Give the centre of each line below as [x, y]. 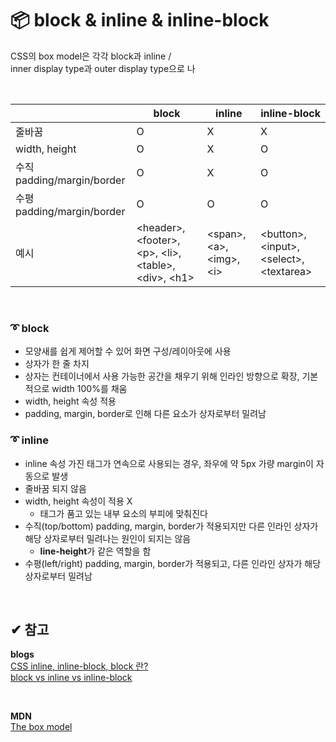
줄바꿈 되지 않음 [55, 488]
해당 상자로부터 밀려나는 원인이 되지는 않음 [108, 538]
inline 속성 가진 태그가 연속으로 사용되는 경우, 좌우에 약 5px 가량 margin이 [169, 463]
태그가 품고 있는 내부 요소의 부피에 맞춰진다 [123, 513]
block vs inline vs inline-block [71, 678]
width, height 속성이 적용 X [78, 501]
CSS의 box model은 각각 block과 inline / [91, 56]
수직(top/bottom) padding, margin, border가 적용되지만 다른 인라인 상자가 [171, 526]
